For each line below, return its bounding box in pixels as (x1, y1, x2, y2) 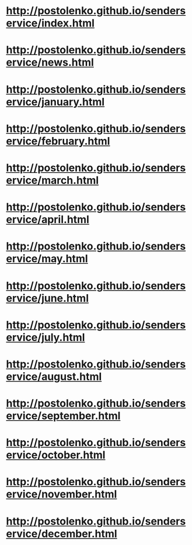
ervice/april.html (6, 213, 89, 226)
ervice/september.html (6, 409, 121, 423)
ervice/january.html (6, 95, 105, 108)
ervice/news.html (6, 56, 95, 69)
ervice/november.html (6, 488, 117, 501)
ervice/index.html (6, 16, 95, 30)
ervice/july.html (6, 331, 85, 344)
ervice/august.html (6, 370, 102, 383)
